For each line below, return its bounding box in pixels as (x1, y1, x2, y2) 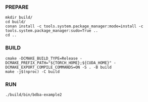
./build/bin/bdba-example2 (5, 92, 62, 97)
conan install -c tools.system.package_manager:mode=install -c (5, 24, 143, 29)
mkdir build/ (5, 15, 33, 20)
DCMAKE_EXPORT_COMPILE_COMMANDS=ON (5, 65, 80, 70)
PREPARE (5, 4, 29, 11)
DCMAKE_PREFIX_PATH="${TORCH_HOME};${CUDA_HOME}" (5, 60, 112, 65)
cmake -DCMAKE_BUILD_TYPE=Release (5, 56, 78, 61)
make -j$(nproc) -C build (5, 69, 60, 74)
